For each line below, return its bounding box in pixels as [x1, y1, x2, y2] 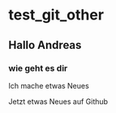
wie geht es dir [8, 63, 68, 74]
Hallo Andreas [8, 38, 82, 52]
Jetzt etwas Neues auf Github [8, 96, 108, 106]
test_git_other [8, 6, 104, 24]
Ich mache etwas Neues [8, 80, 89, 90]
